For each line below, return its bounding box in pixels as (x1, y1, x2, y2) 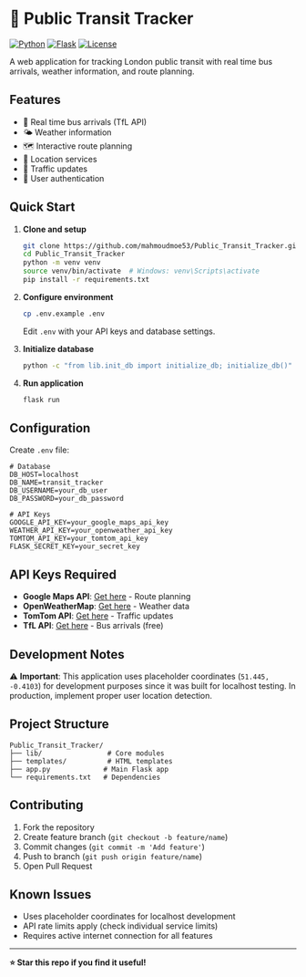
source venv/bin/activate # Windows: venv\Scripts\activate (22, 266, 260, 276)
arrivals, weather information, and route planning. (9, 66, 195, 77)
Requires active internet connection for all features (22, 930, 213, 941)
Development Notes (9, 647, 125, 662)
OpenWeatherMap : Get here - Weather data (22, 601, 189, 612)
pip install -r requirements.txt (22, 275, 150, 285)
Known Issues (9, 887, 92, 902)
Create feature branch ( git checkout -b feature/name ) (22, 831, 229, 842)
